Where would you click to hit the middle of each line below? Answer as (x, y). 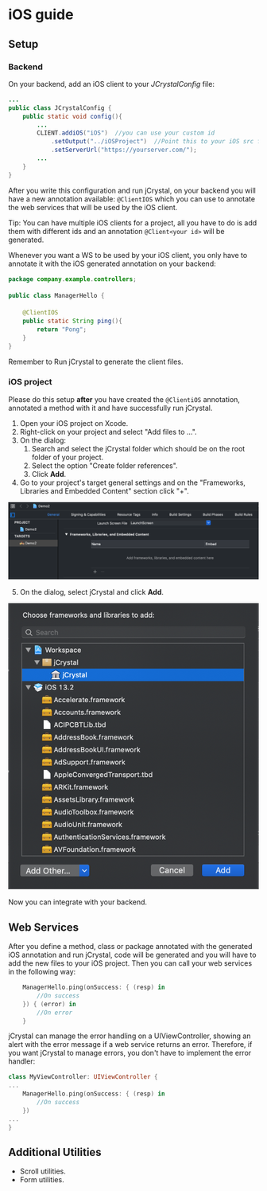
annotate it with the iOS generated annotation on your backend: (112, 264)
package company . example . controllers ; (72, 279)
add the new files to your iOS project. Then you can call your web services (130, 963)
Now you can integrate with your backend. (78, 902)
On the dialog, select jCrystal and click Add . (92, 592)
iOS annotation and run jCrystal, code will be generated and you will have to (132, 955)
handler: (22, 1061)
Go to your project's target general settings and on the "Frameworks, (133, 482)
